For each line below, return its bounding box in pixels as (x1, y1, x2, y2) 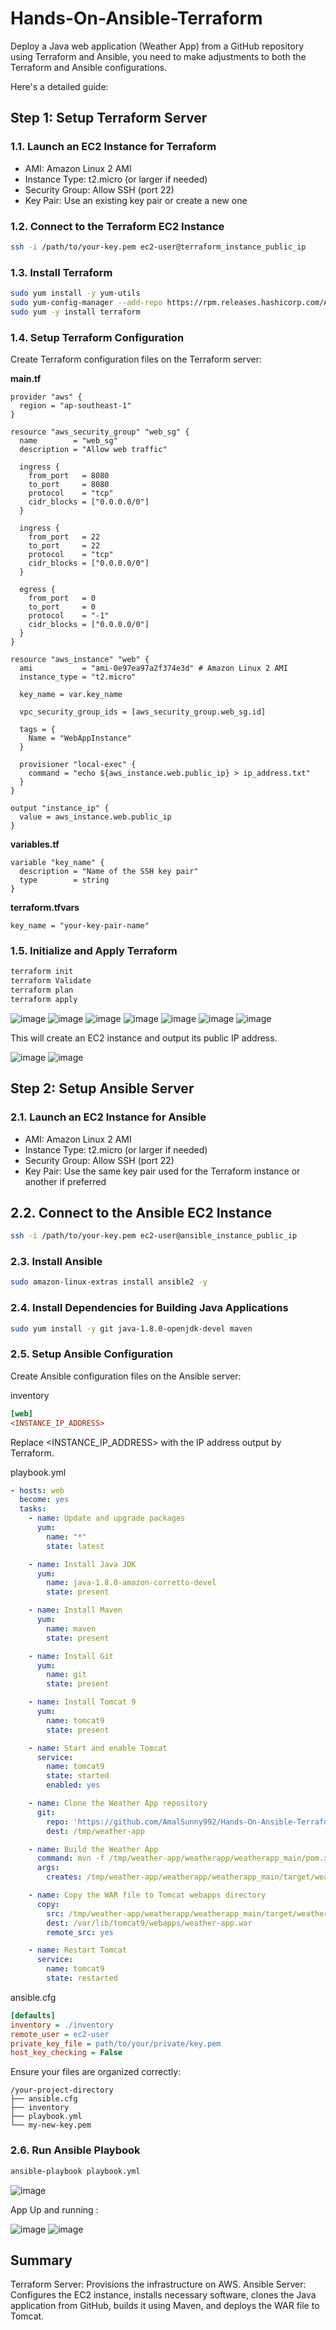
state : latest (46, 1541, 105, 1551)
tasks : (19, 1504, 47, 1514)
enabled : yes (46, 1780, 101, 1791)
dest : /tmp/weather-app (46, 1826, 145, 1836)
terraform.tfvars (10, 902, 80, 914)
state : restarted (46, 1973, 118, 1984)
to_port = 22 (28, 541, 101, 551)
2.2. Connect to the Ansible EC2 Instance (10, 1204, 273, 1221)
